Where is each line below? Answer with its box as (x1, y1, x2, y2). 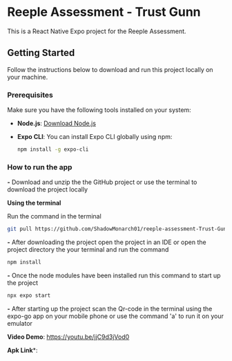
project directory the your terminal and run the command (7, 246, 169, 254)
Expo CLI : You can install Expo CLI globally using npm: (17, 133, 173, 141)
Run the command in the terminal (7, 212, 101, 221)
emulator (7, 319, 33, 327)
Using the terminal (7, 198, 61, 207)
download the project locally (7, 185, 88, 194)
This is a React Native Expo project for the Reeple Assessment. (7, 27, 186, 35)
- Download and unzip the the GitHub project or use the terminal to (7, 178, 197, 187)
